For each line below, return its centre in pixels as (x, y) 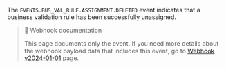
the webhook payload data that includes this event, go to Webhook (119, 51)
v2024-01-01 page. (51, 58)
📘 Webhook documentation (63, 30)
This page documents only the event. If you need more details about (121, 43)
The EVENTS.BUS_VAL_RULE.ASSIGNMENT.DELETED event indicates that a (104, 10)
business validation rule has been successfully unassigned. (92, 17)
